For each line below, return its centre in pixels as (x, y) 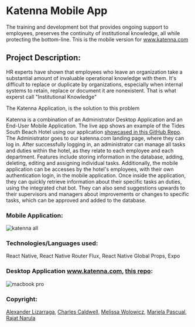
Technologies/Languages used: (52, 243)
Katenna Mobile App (57, 11)
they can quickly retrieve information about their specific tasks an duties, (94, 181)
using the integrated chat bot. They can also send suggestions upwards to (96, 188)
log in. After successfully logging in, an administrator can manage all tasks (96, 144)
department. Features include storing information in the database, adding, (95, 157)
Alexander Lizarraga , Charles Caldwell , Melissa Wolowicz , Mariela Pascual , (97, 312)
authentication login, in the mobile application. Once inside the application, (96, 175)
